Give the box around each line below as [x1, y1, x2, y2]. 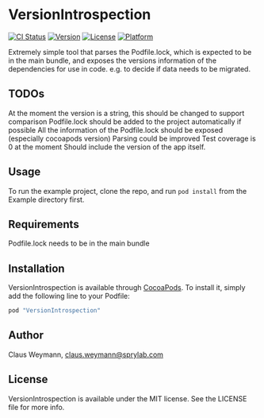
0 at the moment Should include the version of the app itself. [8, 141, 206, 152]
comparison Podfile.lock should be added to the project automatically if [8, 117, 242, 126]
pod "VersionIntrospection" [8, 307, 101, 315]
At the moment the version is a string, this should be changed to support [8, 108, 245, 118]
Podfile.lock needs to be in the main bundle [8, 238, 150, 248]
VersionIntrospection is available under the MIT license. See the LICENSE [8, 393, 247, 403]
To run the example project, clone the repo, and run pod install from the [8, 186, 247, 195]
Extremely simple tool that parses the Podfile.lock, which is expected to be [8, 47, 252, 56]
